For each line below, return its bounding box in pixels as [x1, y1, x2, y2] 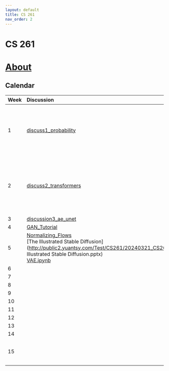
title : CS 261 [5, 12, 35, 17]
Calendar [5, 81, 35, 90]
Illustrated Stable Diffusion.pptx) [27, 250, 103, 257]
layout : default [5, 7, 39, 13]
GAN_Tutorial [27, 223, 58, 230]
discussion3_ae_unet [27, 215, 76, 222]
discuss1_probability [27, 127, 76, 134]
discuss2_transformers [27, 182, 81, 189]
